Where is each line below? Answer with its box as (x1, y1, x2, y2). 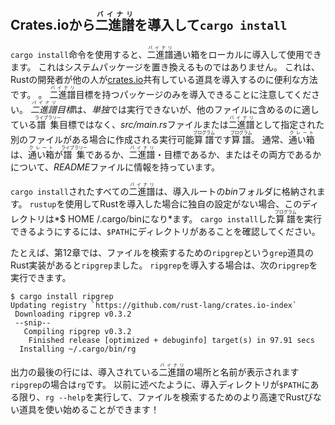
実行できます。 (10, 271, 72, 283)
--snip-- (14, 317, 52, 328)
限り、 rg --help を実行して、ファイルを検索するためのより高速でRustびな (18, 391, 322, 403)
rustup (29, 199, 57, 210)
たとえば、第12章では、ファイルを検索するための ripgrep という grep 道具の (10, 246, 314, 258)
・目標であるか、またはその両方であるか (154, 148, 322, 160)
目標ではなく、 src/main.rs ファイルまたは (59, 118, 229, 130)
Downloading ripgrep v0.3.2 (14, 309, 132, 319)
